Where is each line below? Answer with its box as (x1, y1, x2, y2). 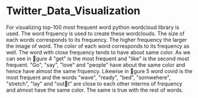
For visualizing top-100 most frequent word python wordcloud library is (6, 24, 180, 31)
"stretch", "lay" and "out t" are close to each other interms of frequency (6, 80, 183, 87)
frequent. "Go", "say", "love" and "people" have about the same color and (6, 61, 186, 68)
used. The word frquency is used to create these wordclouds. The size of (6, 30, 185, 37)
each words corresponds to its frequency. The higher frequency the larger (6, 36, 187, 43)
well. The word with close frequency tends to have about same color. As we (6, 48, 191, 55)
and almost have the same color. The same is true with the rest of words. (6, 86, 184, 93)
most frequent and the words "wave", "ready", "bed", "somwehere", (6, 74, 171, 81)
